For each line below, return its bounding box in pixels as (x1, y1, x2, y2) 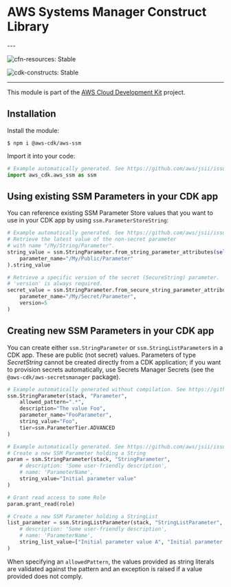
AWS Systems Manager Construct (7, 4, 207, 20)
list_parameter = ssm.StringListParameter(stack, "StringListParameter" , (7, 519, 223, 526)
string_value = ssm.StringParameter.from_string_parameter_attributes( (7, 249, 217, 256)
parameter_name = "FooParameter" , (19, 411, 112, 419)
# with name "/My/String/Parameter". (7, 243, 115, 249)
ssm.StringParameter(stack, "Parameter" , (7, 392, 128, 400)
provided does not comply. (7, 572, 83, 580)
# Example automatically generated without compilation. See (7, 386, 186, 393)
